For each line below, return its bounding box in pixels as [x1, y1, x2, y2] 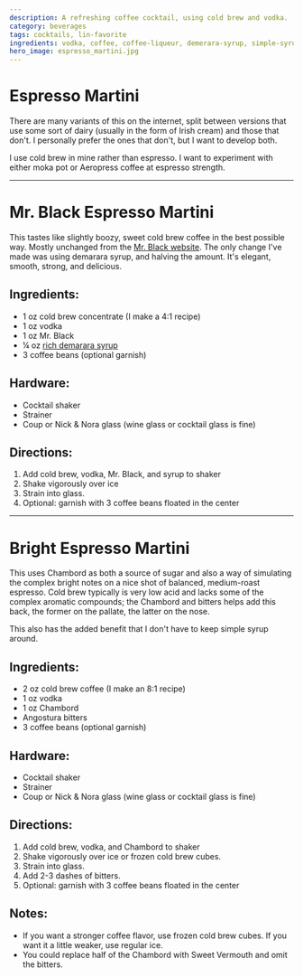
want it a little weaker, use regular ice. [22, 939, 164, 950]
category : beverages [9, 22, 87, 31]
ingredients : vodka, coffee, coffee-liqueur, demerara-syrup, [9, 38, 248, 48]
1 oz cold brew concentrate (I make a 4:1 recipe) [22, 311, 201, 322]
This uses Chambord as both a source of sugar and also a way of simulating [9, 568, 292, 578]
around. [9, 634, 39, 644]
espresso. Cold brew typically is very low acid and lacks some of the [9, 587, 264, 597]
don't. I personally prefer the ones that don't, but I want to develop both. [9, 135, 278, 146]
